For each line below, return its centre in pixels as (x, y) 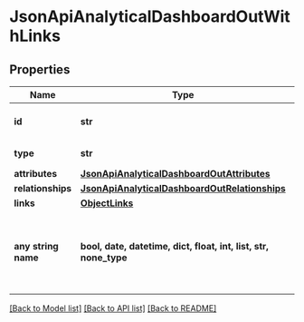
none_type (104, 258)
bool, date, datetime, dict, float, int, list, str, (175, 246)
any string (36, 246)
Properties (40, 69)
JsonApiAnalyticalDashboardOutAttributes (175, 174)
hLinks (35, 36)
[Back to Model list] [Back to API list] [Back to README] (113, 308)
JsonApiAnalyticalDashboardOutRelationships (183, 188)
